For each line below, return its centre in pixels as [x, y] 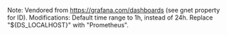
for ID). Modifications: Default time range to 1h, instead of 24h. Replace [110, 17]
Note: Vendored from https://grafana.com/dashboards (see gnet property [113, 10]
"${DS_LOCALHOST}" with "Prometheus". [68, 25]
